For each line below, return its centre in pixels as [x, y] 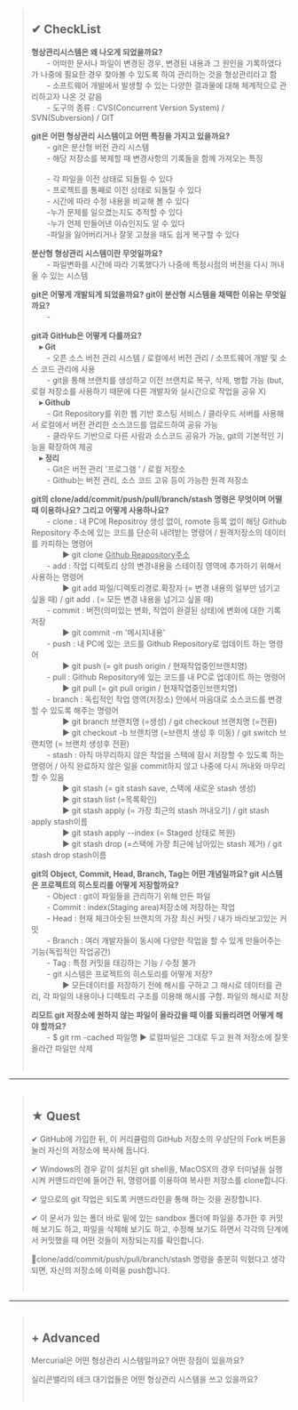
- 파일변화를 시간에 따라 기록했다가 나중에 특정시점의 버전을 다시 [157, 264]
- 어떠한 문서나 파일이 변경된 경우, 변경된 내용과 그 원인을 [145, 63]
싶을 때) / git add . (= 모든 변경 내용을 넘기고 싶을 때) [122, 599]
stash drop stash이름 [69, 855]
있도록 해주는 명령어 [85, 710]
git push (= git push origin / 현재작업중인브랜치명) [160, 665]
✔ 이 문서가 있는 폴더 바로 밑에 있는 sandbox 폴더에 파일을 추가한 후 [149, 1218]
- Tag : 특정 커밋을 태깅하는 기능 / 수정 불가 [122, 963]
